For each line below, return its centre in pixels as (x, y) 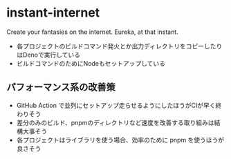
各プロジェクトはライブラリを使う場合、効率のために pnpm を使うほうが (120, 140)
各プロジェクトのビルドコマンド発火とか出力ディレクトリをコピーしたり (119, 46)
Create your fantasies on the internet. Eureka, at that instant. (93, 32)
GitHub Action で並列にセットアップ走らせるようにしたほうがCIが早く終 (119, 105)
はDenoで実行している (48, 55)
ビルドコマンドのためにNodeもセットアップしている (91, 63)
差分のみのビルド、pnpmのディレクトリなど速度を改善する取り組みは (115, 122)
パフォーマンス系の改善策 (61, 87)
